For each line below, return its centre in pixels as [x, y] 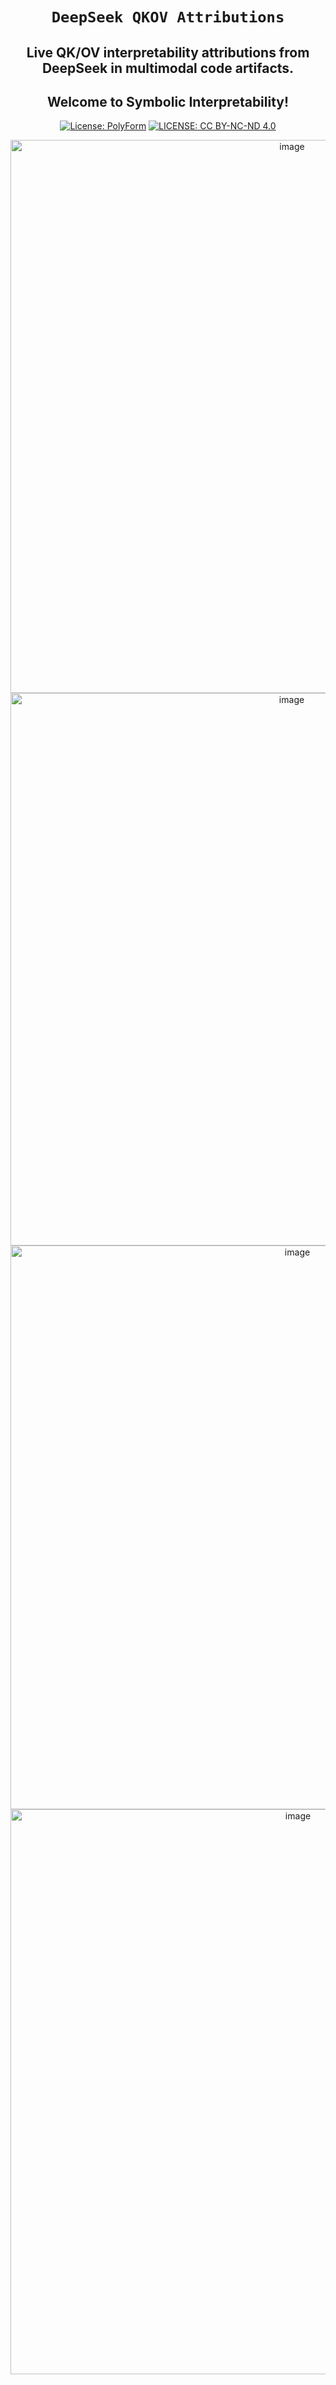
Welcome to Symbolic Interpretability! [168, 101]
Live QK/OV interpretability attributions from [168, 52]
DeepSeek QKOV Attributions [168, 17]
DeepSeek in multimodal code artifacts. [168, 68]
